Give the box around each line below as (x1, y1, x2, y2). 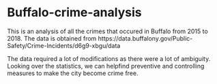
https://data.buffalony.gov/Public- (98, 34, 193, 42)
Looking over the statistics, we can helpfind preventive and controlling (7, 62, 205, 70)
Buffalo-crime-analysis (7, 5, 142, 20)
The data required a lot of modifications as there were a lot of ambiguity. (7, 54, 211, 62)
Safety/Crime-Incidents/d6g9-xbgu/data (7, 41, 121, 49)
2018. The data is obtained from (7, 34, 97, 42)
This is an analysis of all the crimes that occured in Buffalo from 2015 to (7, 27, 208, 35)
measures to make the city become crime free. (7, 69, 139, 77)
